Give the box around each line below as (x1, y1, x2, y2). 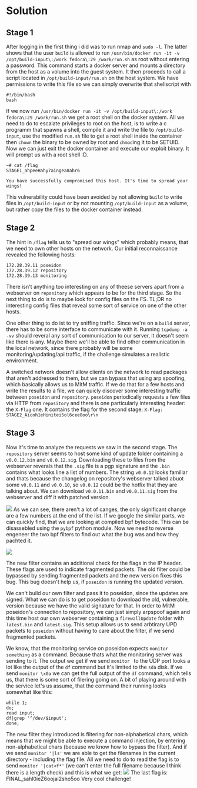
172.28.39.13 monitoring (6, 272, 67, 279)
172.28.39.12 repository (6, 268, 67, 273)
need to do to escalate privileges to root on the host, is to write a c (6, 120, 167, 127)
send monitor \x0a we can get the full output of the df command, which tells (6, 669, 192, 677)
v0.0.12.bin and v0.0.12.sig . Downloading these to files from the (6, 456, 166, 463)
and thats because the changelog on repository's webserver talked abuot (6, 475, 184, 482)
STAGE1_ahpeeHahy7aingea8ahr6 (6, 168, 81, 173)
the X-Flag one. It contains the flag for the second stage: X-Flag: (6, 406, 163, 413)
